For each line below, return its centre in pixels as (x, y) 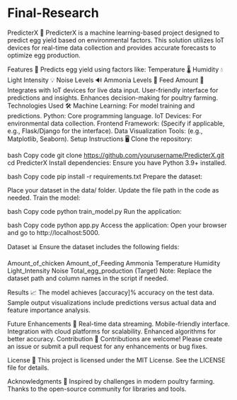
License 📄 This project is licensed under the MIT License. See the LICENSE (117, 360)
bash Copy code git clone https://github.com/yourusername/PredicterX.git (116, 155)
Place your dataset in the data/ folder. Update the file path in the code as (113, 190)
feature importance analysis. (49, 310)
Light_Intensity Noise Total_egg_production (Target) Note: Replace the (110, 270)
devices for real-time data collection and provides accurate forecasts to (112, 47)
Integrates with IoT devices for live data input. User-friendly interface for (113, 90)
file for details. (28, 367)
